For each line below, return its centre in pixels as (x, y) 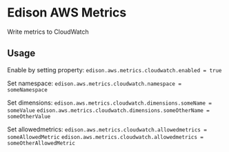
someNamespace (28, 90)
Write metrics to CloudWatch (48, 32)
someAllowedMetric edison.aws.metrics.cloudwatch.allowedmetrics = (105, 137)
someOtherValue (29, 116)
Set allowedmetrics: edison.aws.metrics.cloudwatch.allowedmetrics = (107, 129)
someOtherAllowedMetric (41, 143)
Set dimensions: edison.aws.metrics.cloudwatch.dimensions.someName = (110, 102)
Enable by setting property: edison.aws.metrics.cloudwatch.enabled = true (114, 69)
